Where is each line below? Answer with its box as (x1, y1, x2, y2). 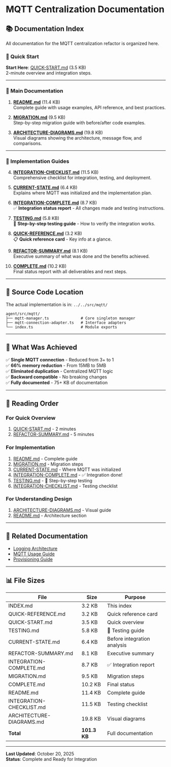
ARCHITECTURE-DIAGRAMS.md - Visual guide (13, 507, 111, 513)
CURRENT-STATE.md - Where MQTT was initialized (13, 466, 121, 473)
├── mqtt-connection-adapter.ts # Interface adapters (6, 320, 126, 325)
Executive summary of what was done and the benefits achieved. (13, 253, 150, 259)
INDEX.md (8, 603, 33, 610)
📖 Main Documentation (6, 87, 63, 94)
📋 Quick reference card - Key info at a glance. (13, 236, 112, 242)
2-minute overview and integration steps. (6, 70, 92, 76)
